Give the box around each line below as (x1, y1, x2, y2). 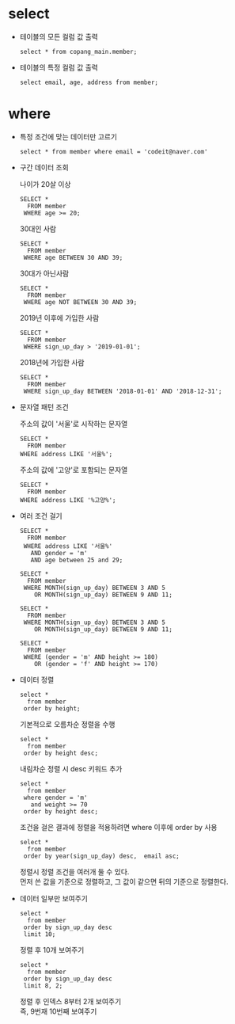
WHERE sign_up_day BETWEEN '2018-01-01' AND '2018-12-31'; (23, 387, 222, 395)
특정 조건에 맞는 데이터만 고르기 (19, 131, 117, 141)
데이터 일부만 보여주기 (19, 893, 89, 903)
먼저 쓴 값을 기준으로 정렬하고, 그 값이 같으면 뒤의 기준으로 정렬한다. (19, 877, 229, 886)
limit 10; (23, 930, 56, 938)
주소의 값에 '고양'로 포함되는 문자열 (19, 465, 128, 474)
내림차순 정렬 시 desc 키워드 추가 (19, 763, 123, 773)
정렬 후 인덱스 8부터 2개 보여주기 (19, 996, 122, 1006)
